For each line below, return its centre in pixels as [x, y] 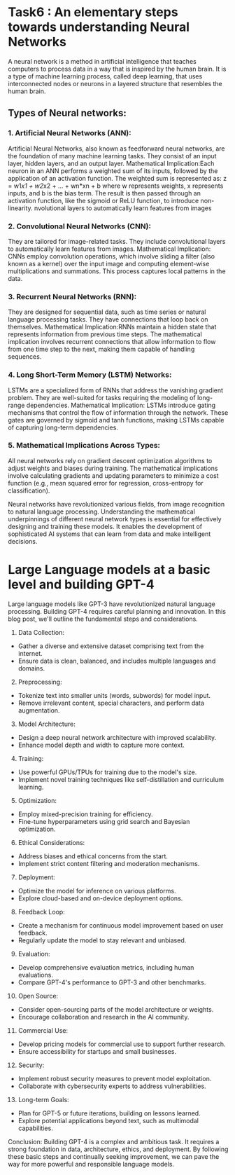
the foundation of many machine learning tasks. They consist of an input [112, 156]
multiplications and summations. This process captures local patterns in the [117, 271]
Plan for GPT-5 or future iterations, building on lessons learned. [109, 1113]
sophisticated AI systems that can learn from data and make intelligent [109, 534]
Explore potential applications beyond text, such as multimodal [108, 1120]
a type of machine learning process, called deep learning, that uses [105, 76]
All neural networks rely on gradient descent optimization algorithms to [110, 460]
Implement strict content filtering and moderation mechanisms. [109, 863]
